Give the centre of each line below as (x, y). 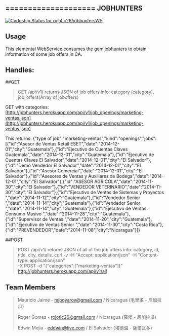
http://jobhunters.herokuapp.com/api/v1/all (62, 271)
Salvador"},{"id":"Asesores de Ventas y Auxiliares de (60, 176)
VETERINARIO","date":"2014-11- (129, 187)
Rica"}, (156, 225)
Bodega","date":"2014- (140, 176)
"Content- (148, 255)
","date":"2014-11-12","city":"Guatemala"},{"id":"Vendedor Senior (73, 198)
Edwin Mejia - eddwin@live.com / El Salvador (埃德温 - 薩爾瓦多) (85, 328)
